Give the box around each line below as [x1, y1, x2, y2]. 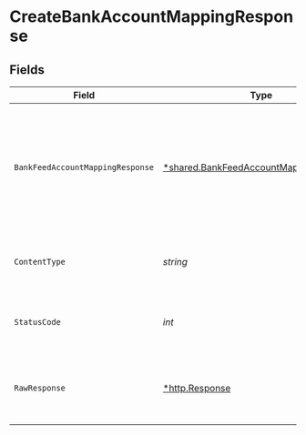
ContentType [14, 257, 66, 267]
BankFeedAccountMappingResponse [14, 162, 155, 172]
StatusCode [14, 317, 61, 327]
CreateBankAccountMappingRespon [9, 6, 294, 27]
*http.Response [162, 382, 231, 394]
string [162, 256, 189, 268]
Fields [9, 62, 46, 77]
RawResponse [14, 383, 66, 393]
